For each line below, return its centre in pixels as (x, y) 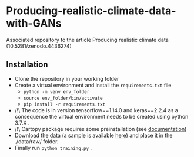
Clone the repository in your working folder (67, 78)
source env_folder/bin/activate (63, 98)
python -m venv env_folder (56, 92)
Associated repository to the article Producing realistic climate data (87, 40)
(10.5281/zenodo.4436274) (39, 46)
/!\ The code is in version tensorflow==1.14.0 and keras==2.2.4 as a (96, 110)
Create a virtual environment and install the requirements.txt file (93, 85)
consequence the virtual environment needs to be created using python (101, 116)
